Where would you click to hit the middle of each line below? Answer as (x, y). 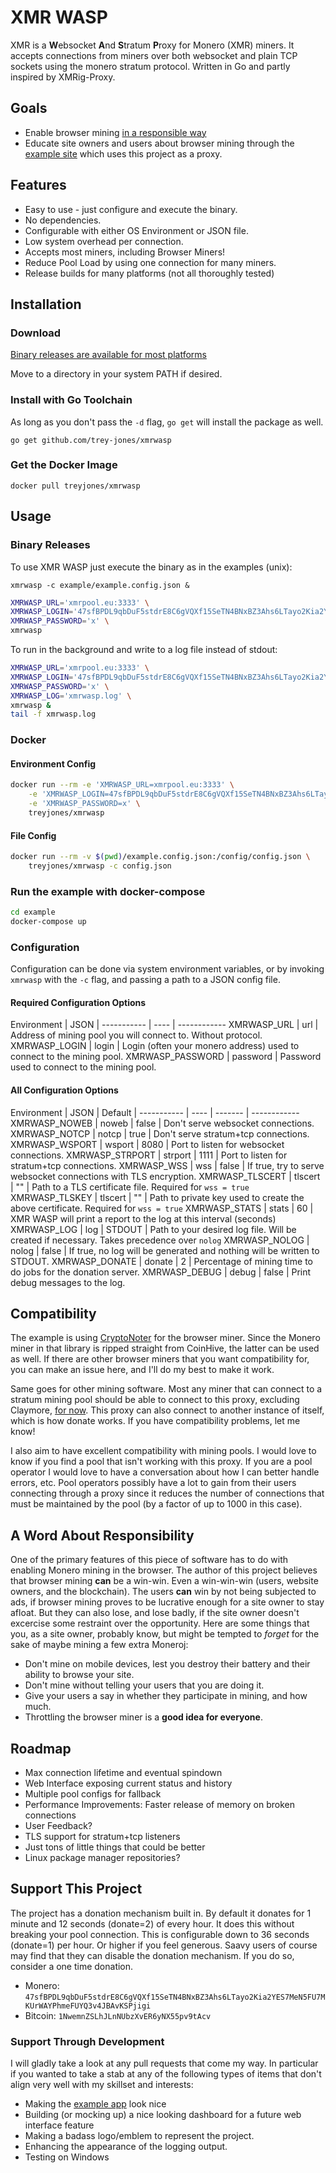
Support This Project (76, 1889)
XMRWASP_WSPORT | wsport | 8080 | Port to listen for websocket (147, 1144)
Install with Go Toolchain (71, 400)
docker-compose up (48, 922)
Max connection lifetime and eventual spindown (123, 1773)
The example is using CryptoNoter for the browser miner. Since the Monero (165, 1338)
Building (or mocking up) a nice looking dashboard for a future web (163, 2115)
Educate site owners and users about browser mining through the (159, 143)
